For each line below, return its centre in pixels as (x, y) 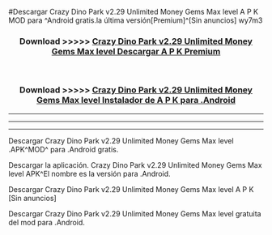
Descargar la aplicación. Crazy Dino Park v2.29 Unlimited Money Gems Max (135, 164)
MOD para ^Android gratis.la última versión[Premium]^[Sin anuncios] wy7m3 (136, 20)
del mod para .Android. (47, 222)
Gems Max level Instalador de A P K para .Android (136, 100)
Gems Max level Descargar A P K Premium (136, 51)
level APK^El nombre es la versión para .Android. (90, 173)
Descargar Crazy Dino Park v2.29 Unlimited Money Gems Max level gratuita (135, 213)
